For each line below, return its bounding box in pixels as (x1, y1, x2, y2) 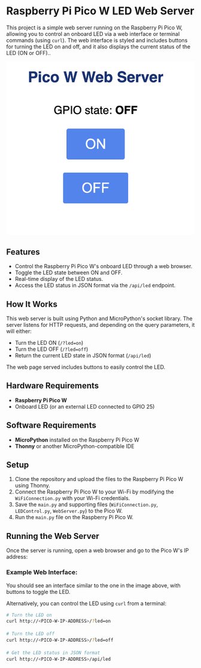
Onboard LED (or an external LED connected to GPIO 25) (14, 403, 155, 410)
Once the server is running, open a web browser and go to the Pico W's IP (6, 547, 190, 554)
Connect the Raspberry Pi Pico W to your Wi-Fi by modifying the (14, 488, 174, 495)
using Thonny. (14, 482, 50, 489)
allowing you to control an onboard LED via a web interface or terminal (6, 30, 180, 37)
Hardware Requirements (6, 381, 99, 391)
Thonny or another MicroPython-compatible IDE (14, 442, 135, 449)
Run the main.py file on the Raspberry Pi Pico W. (14, 514, 133, 521)
